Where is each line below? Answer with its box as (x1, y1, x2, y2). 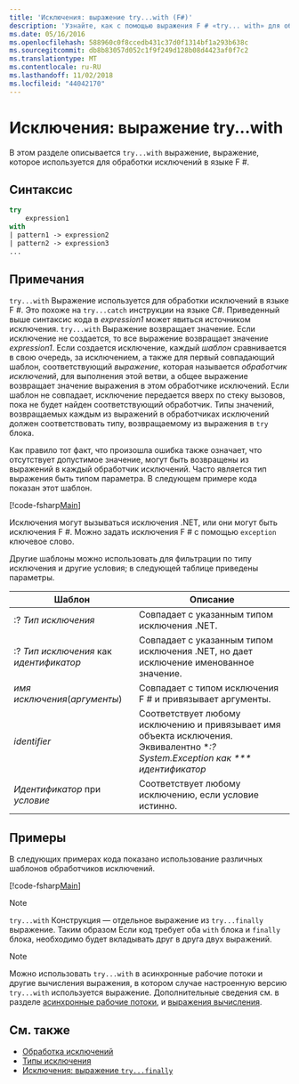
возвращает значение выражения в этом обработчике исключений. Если (9, 380, 289, 392)
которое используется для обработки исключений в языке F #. (9, 157, 250, 167)
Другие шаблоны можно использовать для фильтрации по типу (9, 554, 252, 564)
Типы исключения (21, 1056, 92, 1066)
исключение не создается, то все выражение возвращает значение (9, 333, 269, 344)
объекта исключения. (139, 730, 233, 742)
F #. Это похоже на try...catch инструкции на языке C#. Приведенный (9, 304, 280, 316)
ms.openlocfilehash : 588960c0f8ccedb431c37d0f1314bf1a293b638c (9, 37, 249, 47)
